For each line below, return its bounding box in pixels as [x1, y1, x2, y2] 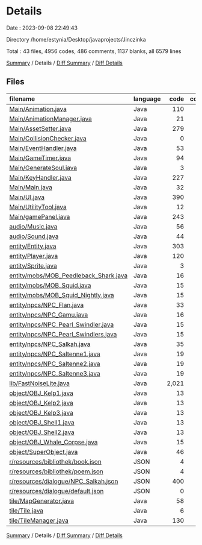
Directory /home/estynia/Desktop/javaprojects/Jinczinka [6, 36, 146, 43]
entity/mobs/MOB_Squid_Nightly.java [9, 291, 114, 299]
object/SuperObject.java [9, 447, 78, 456]
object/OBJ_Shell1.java [9, 418, 75, 426]
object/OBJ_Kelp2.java [9, 399, 73, 407]
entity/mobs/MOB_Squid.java [9, 281, 91, 289]
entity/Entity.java [9, 242, 57, 250]
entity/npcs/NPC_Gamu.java [9, 310, 88, 319]
